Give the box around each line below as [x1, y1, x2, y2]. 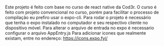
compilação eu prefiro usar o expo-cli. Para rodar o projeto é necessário [5, 15, 151, 20]
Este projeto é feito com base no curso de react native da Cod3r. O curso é [5, 4, 157, 10]
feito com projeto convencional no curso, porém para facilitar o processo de [5, 9, 159, 15]
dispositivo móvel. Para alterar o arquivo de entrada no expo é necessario [5, 25, 154, 31]
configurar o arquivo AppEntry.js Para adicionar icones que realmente [5, 30, 146, 36]
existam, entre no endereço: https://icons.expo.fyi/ [5, 35, 108, 41]
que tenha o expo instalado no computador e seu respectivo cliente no [5, 20, 148, 25]
